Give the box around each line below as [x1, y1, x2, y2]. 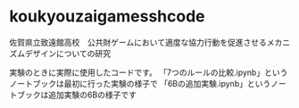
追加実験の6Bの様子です [47, 89, 137, 100]
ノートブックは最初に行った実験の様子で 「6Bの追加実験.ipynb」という [9, 78, 271, 88]
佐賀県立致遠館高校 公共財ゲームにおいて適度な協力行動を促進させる [9, 37, 268, 47]
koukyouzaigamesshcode [9, 6, 205, 27]
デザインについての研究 [24, 47, 112, 59]
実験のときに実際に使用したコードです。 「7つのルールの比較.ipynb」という [9, 67, 288, 78]
